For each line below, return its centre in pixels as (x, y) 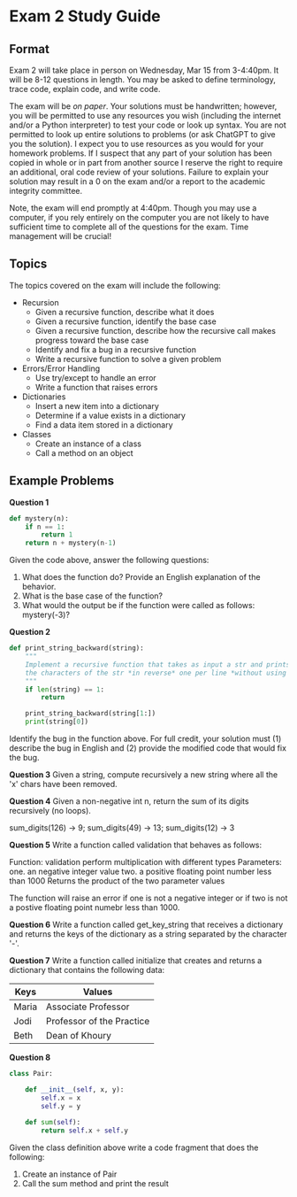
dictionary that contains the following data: (87, 970)
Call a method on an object (84, 452)
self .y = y (61, 1106)
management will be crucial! (61, 236)
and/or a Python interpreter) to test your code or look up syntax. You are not (148, 125)
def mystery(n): (39, 518)
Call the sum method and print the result (95, 1184)
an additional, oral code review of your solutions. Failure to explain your (139, 172)
